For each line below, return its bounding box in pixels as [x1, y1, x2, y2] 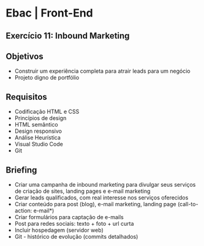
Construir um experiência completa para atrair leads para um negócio [14, 67, 191, 75]
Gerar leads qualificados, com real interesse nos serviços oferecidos [14, 194, 189, 201]
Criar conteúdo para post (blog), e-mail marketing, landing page [14, 201, 176, 208]
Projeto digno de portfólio [14, 74, 80, 81]
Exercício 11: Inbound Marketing [6, 31, 130, 41]
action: [14, 207, 32, 214]
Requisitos [6, 92, 47, 102]
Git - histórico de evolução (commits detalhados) [14, 233, 138, 240]
